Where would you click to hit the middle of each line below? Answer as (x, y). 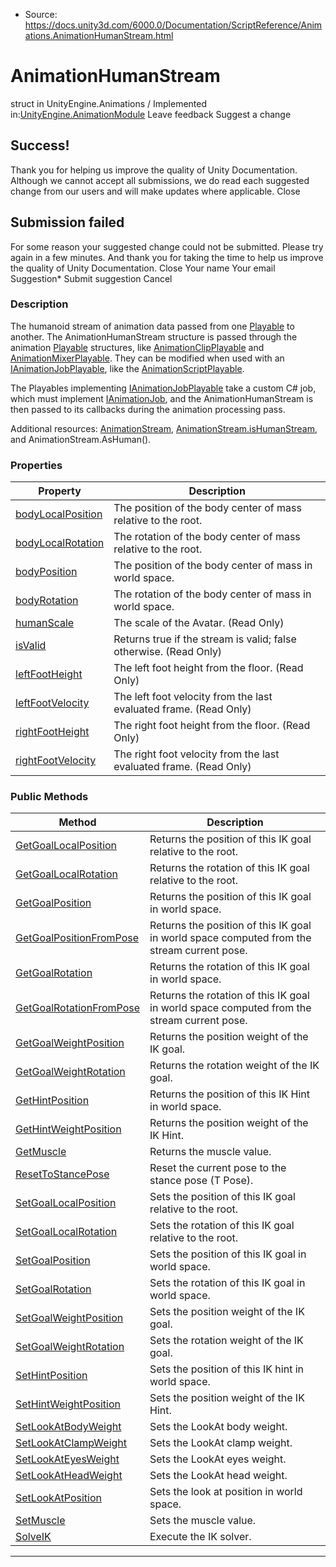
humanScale (45, 623)
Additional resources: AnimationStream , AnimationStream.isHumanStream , (164, 428)
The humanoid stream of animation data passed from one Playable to (152, 326)
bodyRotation (47, 601)
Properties (36, 465)
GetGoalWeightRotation (70, 1072)
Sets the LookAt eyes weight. (218, 1459)
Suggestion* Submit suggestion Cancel (91, 278)
